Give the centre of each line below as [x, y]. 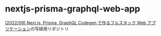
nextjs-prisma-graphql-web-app [73, 9]
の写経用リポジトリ [49, 29]
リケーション [18, 29]
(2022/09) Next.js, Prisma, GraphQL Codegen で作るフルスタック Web [76, 23]
